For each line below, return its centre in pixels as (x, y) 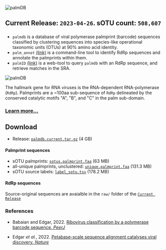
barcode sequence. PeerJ (39, 227)
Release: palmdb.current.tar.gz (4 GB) (52, 139)
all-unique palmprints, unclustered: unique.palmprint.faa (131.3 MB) (82, 166)
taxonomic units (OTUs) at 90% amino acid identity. (65, 48)
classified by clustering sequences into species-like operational (77, 42)
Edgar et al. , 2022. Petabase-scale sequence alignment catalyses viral (84, 237)
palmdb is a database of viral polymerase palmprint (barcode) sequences (86, 37)
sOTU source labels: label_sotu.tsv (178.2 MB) (61, 172)
